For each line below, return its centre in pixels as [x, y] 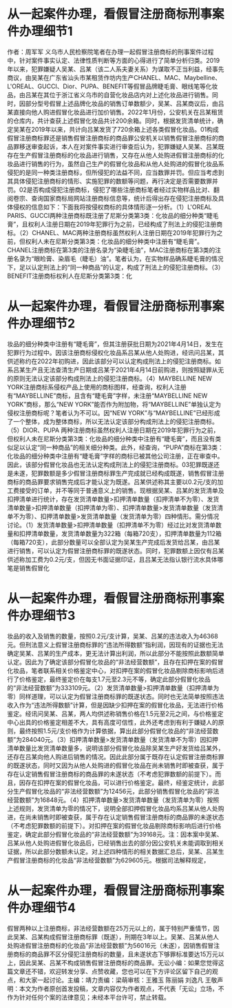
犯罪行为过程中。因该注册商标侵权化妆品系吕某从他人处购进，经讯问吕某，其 [116, 352]
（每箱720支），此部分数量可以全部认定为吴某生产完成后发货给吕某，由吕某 [114, 542]
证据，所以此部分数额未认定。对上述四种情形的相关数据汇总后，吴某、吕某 [113, 851]
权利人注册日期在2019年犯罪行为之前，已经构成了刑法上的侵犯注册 [122, 224]
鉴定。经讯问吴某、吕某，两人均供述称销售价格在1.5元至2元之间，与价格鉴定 [115, 714]
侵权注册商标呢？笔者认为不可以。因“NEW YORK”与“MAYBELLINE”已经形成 [114, 413]
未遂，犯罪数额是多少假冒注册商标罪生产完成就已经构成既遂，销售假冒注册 [118, 473]
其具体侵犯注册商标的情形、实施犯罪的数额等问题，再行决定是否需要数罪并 [113, 181]
